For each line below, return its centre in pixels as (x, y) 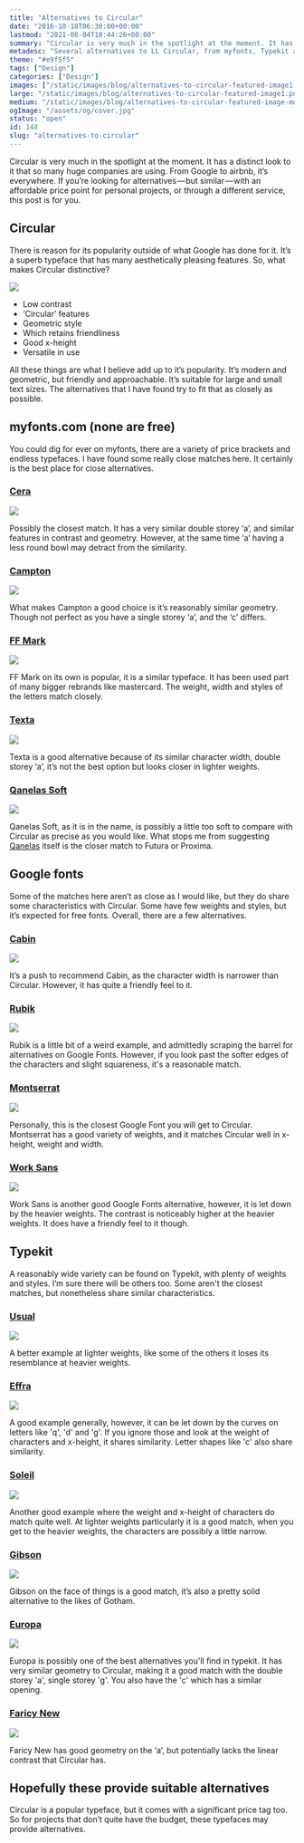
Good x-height (49, 342)
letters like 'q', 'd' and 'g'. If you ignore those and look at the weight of (139, 1433)
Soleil (22, 1475)
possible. (26, 398)
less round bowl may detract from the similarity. (98, 547)
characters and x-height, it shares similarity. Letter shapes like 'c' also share (151, 1442)
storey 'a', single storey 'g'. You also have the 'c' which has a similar (136, 1680)
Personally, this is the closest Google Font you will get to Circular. (131, 1125)
